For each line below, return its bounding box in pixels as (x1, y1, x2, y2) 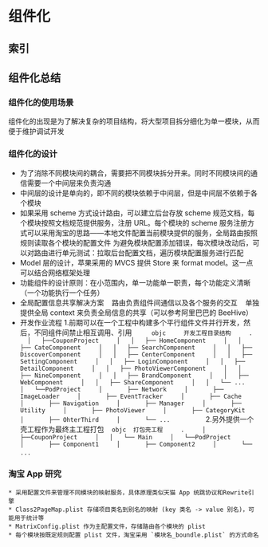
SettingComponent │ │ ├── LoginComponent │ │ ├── (19, 357, 246, 365)
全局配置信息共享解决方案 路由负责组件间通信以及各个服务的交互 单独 (19, 297, 260, 307)
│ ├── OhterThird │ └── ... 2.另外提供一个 (19, 414, 254, 423)
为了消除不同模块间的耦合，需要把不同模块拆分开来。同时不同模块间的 (19, 168, 251, 178)
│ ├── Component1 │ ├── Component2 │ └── (19, 440, 253, 448)
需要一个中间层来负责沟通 (26, 178, 112, 187)
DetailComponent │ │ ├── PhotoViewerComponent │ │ (19, 364, 242, 372)
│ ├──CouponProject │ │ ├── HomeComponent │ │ (27, 336, 242, 344)
